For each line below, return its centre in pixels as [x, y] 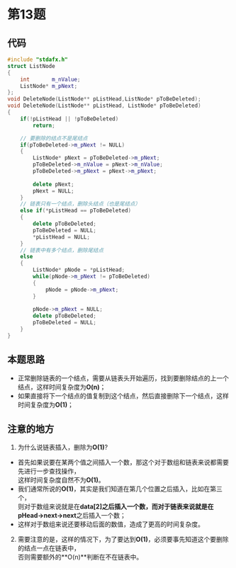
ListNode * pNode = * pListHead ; [79, 270]
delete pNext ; [54, 184]
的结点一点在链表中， [49, 548]
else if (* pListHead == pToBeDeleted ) [76, 211]
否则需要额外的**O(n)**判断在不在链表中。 [80, 557]
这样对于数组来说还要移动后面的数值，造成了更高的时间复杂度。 [111, 524]
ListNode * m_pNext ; [49, 86]
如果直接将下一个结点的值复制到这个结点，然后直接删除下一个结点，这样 [123, 396]
